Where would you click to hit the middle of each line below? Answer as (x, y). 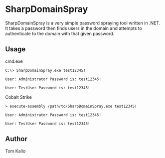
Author (16, 139)
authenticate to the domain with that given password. (60, 33)
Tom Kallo (15, 151)
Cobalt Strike (19, 97)
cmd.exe (14, 61)
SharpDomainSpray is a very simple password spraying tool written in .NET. (83, 23)
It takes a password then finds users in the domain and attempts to (74, 28)
